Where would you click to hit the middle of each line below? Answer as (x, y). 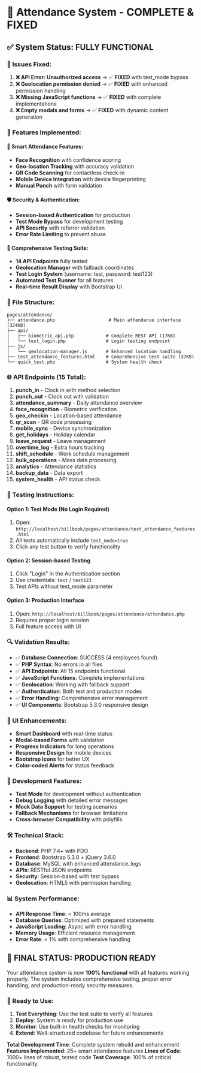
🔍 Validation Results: (39, 642)
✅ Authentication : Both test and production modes (79, 691)
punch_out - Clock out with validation (62, 396)
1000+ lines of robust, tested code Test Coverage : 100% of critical (89, 1057)
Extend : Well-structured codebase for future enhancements (89, 1033)
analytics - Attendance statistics (56, 466)
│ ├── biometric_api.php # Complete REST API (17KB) (91, 336)
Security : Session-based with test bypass (67, 876)
